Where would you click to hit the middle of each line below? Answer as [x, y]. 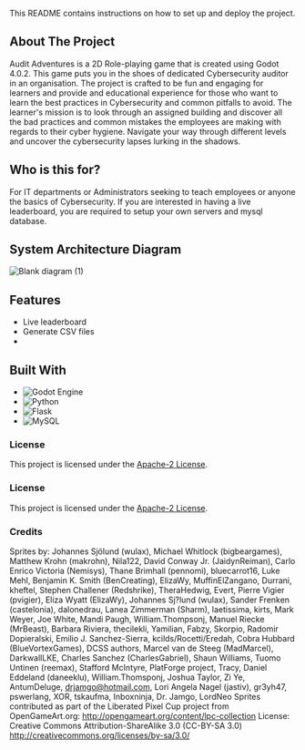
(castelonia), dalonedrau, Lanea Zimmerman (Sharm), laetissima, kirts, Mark [152, 609]
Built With [38, 370]
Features [35, 300]
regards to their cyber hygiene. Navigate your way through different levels [148, 131]
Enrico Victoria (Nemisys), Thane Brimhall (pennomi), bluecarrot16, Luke [145, 570]
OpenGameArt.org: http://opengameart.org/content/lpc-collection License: [150, 715]
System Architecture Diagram [96, 250]
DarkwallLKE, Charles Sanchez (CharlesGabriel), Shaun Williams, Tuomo [145, 658]
